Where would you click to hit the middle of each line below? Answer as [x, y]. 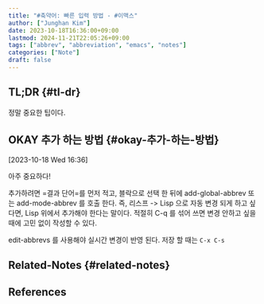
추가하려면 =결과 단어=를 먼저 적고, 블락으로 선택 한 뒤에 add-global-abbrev [127, 193]
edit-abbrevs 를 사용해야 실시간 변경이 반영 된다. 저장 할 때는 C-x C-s [116, 240]
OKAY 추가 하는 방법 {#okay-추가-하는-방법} [114, 140]
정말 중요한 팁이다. [37, 112]
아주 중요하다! [30, 176]
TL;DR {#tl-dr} [45, 92]
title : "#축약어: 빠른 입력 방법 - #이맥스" [73, 16]
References [37, 292]
